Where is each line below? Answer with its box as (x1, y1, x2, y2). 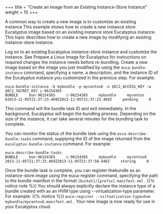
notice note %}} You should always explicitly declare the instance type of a (5, 183, 156, 189)
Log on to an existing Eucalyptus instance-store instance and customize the (5, 49, 157, 55)
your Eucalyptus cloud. (5, 204, 51, 209)
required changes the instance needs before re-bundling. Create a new (5, 59, 148, 65)
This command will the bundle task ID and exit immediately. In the (5, 106, 136, 111)
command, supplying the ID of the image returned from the (32, 136, 151, 141)
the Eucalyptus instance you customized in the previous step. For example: (5, 75, 156, 80)
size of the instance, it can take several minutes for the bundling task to (5, 116, 148, 121)
